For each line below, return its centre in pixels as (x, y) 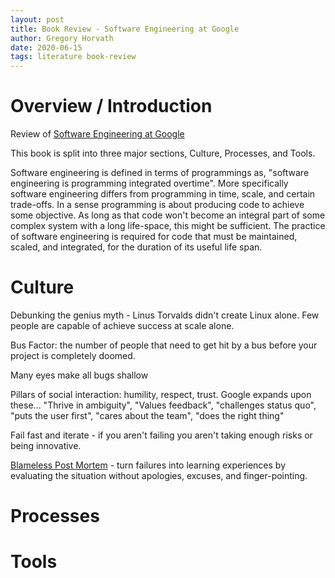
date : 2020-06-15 (46, 47)
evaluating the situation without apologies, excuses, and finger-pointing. (159, 475)
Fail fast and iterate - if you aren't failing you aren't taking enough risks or (161, 435)
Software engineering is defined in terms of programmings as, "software (160, 173)
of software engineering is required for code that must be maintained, (154, 237)
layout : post (37, 19)
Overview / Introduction (111, 106)
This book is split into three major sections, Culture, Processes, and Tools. (163, 153)
